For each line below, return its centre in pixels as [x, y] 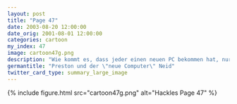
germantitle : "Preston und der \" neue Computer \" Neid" [91, 66]
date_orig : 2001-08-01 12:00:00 [55, 33]
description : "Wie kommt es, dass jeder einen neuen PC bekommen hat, [113, 60]
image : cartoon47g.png [41, 53]
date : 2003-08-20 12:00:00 [47, 27]
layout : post [26, 14]
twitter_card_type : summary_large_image [68, 72]
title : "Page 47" [33, 20]
